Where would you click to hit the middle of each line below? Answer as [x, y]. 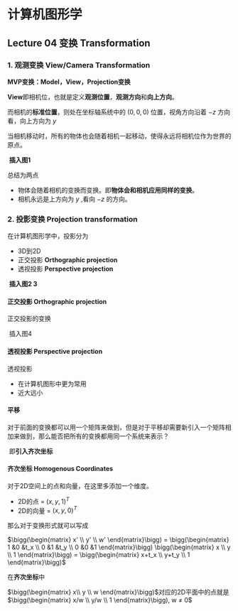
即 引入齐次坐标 [31, 451]
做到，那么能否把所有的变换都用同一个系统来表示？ [94, 436]
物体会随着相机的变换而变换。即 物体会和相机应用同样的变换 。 [108, 190]
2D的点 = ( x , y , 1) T [43, 500]
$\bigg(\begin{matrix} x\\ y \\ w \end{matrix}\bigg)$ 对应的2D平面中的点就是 [118, 592]
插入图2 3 [23, 284]
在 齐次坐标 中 [26, 577]
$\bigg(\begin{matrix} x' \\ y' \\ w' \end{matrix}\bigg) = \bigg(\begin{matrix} [118, 540]
